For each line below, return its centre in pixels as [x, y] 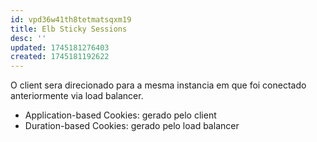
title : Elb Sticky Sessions [69, 29]
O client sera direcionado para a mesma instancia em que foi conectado [158, 85]
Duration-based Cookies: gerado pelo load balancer [132, 126]
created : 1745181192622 [60, 57]
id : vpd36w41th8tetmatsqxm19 [71, 19]
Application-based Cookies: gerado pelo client [120, 115]
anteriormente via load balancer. [77, 96]
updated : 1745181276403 [60, 47]
